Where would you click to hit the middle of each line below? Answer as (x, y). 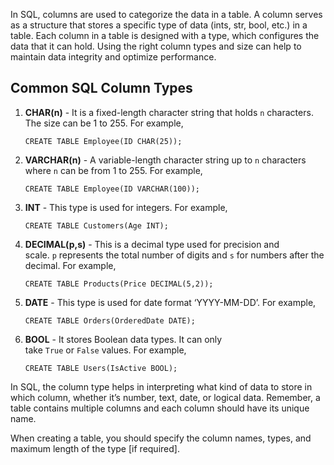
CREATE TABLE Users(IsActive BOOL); (101, 368)
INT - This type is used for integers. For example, (126, 207)
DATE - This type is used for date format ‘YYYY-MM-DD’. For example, (170, 302)
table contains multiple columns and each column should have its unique (160, 408)
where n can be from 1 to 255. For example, (113, 170)
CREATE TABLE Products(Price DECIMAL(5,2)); (119, 284)
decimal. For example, (70, 265)
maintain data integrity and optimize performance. (113, 57)
